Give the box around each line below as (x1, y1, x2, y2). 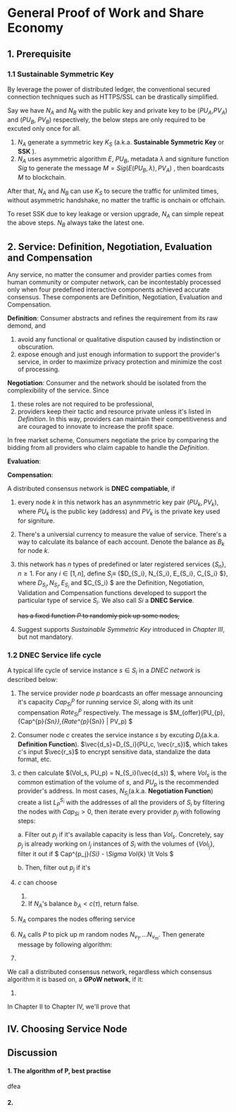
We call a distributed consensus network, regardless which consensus (7, 968, 213, 976)
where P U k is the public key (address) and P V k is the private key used (17, 507, 221, 517)
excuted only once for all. (7, 125, 81, 133)
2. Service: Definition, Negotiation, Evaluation (7, 241, 213, 253)
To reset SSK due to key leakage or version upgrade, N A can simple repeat (7, 209, 224, 220)
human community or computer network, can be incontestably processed (7, 278, 221, 287)
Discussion (7, 1047, 58, 1058)
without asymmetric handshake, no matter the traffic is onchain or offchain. (7, 196, 226, 204)
